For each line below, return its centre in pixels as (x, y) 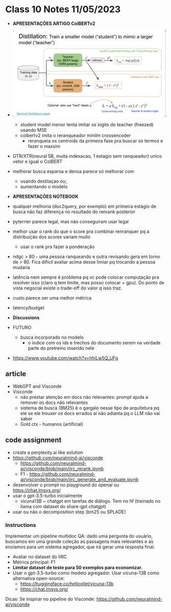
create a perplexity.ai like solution (48, 452)
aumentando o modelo (44, 187)
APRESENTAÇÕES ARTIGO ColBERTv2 (54, 23)
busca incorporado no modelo (52, 337)
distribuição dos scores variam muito (51, 237)
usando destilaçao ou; (44, 181)
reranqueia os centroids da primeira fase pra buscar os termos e (95, 141)
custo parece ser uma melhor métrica (52, 298)
